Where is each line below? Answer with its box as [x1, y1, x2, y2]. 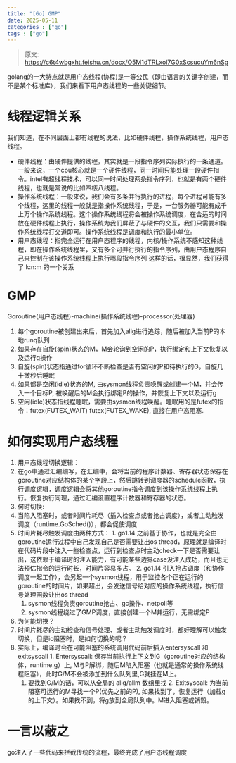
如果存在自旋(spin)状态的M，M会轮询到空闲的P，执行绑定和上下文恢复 [17, 345, 222, 353]
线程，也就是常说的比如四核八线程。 [17, 184, 123, 192]
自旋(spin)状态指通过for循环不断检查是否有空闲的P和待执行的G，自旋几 [17, 362, 223, 371]
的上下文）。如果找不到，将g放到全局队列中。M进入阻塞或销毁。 [27, 696, 213, 705]
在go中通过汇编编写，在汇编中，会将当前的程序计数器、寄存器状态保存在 [17, 467, 228, 476]
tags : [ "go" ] [7, 30, 49, 37]
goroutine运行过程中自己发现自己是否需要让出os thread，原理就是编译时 [17, 538, 227, 546]
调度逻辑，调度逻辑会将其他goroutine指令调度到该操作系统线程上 [23, 485, 212, 493]
